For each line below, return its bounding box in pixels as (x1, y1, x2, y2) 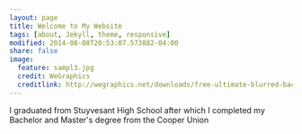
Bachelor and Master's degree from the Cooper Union (9, 114, 209, 125)
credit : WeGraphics (17, 72, 91, 81)
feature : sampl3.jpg (17, 64, 94, 73)
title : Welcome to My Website (9, 22, 123, 31)
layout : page (9, 13, 58, 22)
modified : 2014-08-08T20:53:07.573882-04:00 (9, 38, 179, 48)
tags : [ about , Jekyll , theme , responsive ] (9, 30, 171, 39)
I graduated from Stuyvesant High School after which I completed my (9, 104, 265, 115)
